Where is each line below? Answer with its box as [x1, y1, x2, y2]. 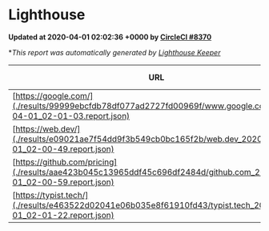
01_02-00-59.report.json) [12, 176, 114, 188]
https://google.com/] [15, 90, 94, 101]
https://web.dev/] [15, 123, 81, 134]
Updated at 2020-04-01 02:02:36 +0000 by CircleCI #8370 [8, 32, 212, 42]
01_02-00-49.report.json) [12, 143, 114, 154]
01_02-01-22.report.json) [12, 209, 114, 221]
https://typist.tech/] [15, 189, 89, 201]
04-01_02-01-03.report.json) [12, 110, 130, 121]
